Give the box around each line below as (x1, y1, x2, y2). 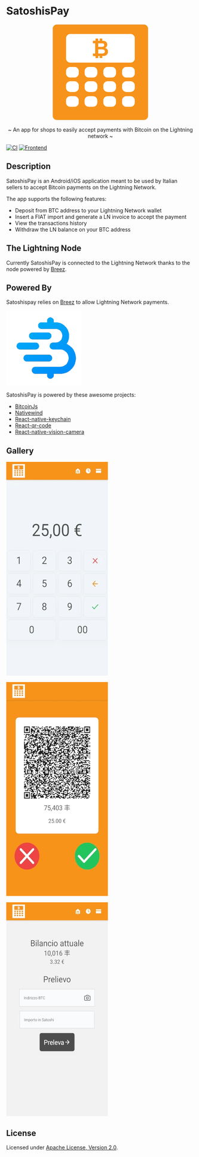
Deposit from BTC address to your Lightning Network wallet (14, 206, 162, 214)
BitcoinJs (14, 403, 38, 410)
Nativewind (14, 409, 43, 416)
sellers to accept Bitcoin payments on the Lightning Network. (6, 184, 157, 191)
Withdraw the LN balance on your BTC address (14, 226, 131, 233)
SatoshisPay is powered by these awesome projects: (6, 391, 136, 398)
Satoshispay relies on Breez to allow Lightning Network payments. (6, 299, 169, 306)
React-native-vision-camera (14, 428, 85, 436)
